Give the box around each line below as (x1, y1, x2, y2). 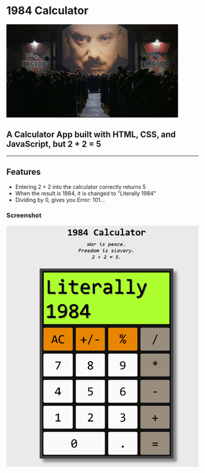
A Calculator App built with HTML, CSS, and (6, 130, 176, 140)
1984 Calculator (6, 4, 88, 18)
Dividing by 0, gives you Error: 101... (15, 196, 106, 204)
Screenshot (6, 211, 41, 220)
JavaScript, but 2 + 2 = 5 (6, 139, 102, 150)
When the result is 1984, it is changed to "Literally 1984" (15, 189, 157, 197)
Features (6, 167, 41, 177)
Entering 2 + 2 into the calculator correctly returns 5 (15, 183, 146, 190)
